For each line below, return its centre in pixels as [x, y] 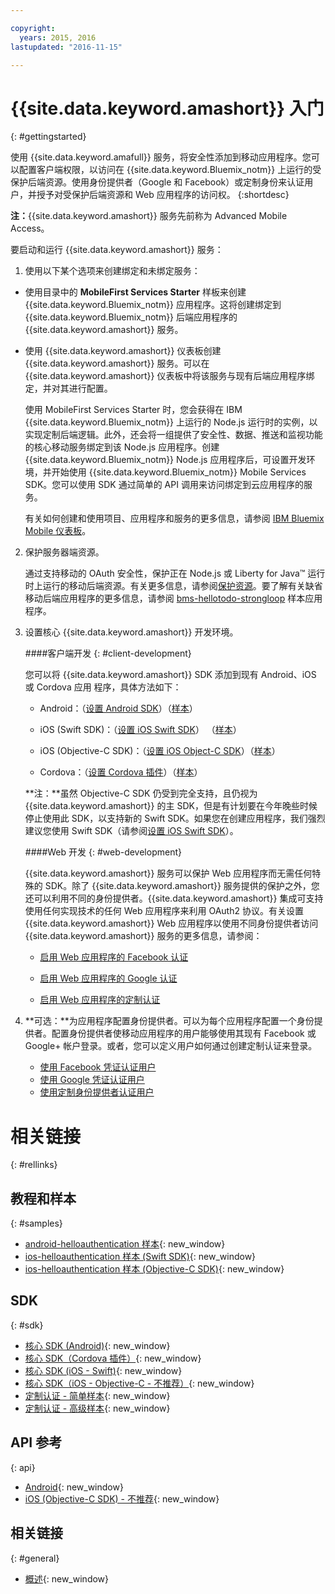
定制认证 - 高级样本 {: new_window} [97, 1408]
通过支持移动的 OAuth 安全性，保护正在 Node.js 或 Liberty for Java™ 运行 [175, 573]
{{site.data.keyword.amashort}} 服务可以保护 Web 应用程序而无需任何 [168, 873]
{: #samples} [36, 1223]
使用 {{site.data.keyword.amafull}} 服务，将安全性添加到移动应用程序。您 [161, 157]
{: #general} [35, 1558]
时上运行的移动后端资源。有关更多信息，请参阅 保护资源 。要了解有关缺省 [173, 586]
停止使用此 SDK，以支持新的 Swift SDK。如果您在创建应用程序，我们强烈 [175, 818]
